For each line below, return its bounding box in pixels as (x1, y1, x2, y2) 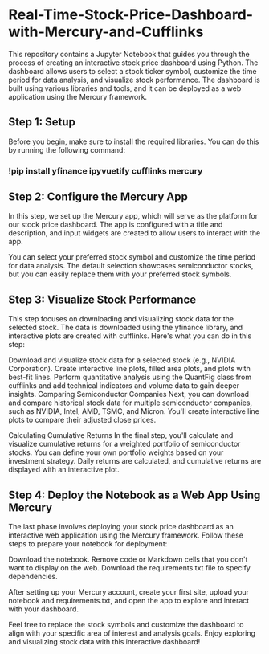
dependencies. (8, 572, 58, 582)
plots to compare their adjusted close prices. (8, 415, 157, 425)
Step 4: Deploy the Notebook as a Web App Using (8, 488, 261, 501)
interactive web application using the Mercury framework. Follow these (8, 530, 243, 540)
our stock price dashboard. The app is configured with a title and (8, 219, 223, 230)
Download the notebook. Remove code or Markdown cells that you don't (8, 554, 248, 564)
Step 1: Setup (8, 115, 76, 129)
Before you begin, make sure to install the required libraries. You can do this (8, 137, 259, 146)
